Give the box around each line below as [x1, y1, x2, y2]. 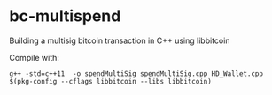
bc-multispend [9, 6, 121, 26]
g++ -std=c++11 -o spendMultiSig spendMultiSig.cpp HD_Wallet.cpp [9, 69, 264, 78]
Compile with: [9, 52, 60, 62]
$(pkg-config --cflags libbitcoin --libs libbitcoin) [9, 77, 213, 85]
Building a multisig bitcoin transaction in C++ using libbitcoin [9, 35, 230, 46]
